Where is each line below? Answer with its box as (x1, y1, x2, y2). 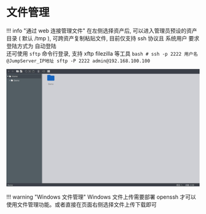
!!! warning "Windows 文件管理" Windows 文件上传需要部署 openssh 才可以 (6, 193, 196, 201)
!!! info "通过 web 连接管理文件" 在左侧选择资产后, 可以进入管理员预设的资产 (6, 27, 197, 34)
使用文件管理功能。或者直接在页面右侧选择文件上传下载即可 (6, 201, 157, 208)
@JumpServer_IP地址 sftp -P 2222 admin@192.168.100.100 (6, 57, 150, 64)
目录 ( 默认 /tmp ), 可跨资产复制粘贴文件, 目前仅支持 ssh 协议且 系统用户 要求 (6, 34, 200, 42)
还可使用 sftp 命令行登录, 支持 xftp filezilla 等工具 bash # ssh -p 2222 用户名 (6, 50, 198, 57)
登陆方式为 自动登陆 (6, 42, 56, 50)
